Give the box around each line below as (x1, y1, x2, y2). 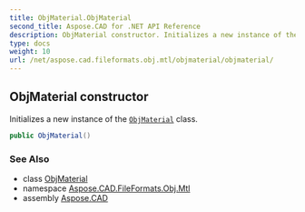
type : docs (9, 38, 51, 48)
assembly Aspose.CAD (22, 192, 109, 203)
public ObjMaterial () (9, 131, 92, 140)
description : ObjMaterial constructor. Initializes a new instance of (9, 30, 282, 39)
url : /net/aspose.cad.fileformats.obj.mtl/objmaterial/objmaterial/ (9, 56, 274, 65)
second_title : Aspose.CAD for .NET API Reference (9, 22, 202, 31)
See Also (9, 152, 50, 165)
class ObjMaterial (22, 173, 88, 184)
